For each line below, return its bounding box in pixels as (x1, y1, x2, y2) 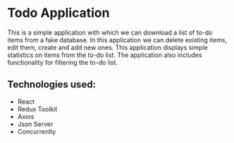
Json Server (17, 120, 54, 128)
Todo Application (7, 5, 110, 21)
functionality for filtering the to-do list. (7, 58, 118, 66)
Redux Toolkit (17, 104, 58, 113)
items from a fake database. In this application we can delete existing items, (7, 35, 228, 44)
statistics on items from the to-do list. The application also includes (7, 51, 202, 59)
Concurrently (17, 127, 56, 135)
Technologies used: (7, 79, 97, 91)
